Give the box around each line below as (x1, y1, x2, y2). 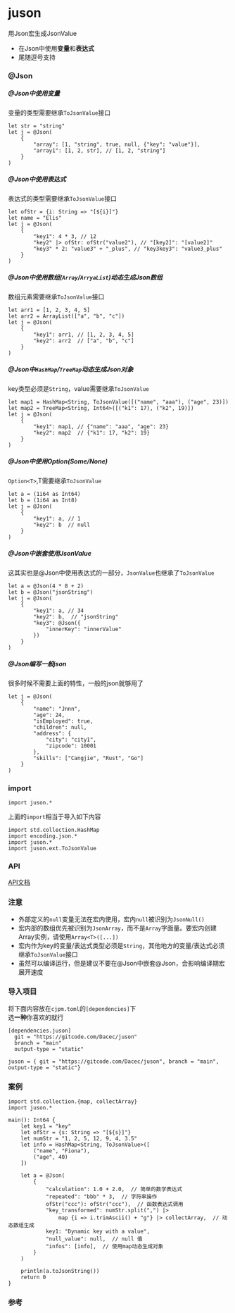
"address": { (33, 730, 72, 737)
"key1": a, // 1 (33, 515, 81, 522)
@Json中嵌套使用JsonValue (8, 549, 92, 558)
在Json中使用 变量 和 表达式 (18, 44, 94, 52)
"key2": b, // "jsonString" (33, 613, 119, 621)
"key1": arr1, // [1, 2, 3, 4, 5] (33, 331, 134, 338)
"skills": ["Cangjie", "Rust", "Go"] (33, 754, 144, 761)
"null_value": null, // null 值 (45, 1236, 143, 1243)
